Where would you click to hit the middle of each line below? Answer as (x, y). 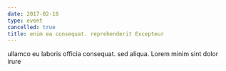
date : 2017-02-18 (33, 14)
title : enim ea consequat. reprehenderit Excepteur (86, 34)
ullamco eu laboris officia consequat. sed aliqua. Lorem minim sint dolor (113, 54)
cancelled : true (31, 27)
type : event (25, 21)
